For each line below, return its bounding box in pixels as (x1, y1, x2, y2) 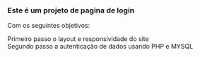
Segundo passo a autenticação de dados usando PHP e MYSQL (7, 42, 194, 51)
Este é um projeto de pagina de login (7, 6, 135, 15)
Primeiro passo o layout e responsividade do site (7, 35, 150, 43)
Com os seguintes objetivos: (7, 22, 90, 30)
